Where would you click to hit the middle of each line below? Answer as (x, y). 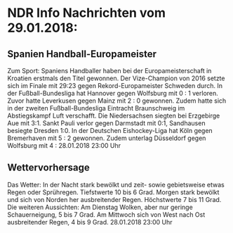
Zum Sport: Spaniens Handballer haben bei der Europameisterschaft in (109, 71)
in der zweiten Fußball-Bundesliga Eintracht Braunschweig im (96, 108)
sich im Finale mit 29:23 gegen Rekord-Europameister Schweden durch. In (115, 86)
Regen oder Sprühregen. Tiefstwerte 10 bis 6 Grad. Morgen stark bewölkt (113, 192)
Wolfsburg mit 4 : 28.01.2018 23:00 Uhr (64, 145)
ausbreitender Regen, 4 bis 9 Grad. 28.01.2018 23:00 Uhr (90, 222)
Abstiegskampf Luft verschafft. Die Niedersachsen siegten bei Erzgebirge (114, 115)
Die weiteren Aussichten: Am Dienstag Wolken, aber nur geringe (100, 207)
